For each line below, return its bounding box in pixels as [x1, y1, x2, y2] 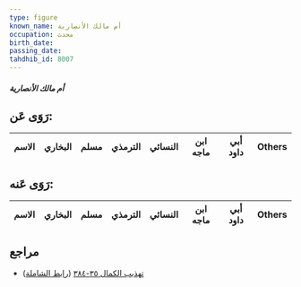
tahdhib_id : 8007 [9, 55, 74, 64]
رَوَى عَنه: [9, 176, 54, 191]
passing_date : [9, 47, 63, 56]
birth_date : [9, 38, 54, 48]
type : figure [9, 13, 58, 22]
